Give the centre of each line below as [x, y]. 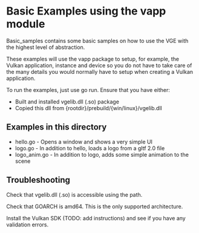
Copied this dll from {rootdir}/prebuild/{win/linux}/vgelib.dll [88, 108]
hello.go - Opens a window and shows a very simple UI [84, 142]
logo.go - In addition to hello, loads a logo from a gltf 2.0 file [90, 148]
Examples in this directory [57, 127]
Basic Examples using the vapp [86, 11]
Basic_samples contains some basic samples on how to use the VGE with [97, 41]
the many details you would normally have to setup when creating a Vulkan [100, 71]
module [26, 24]
